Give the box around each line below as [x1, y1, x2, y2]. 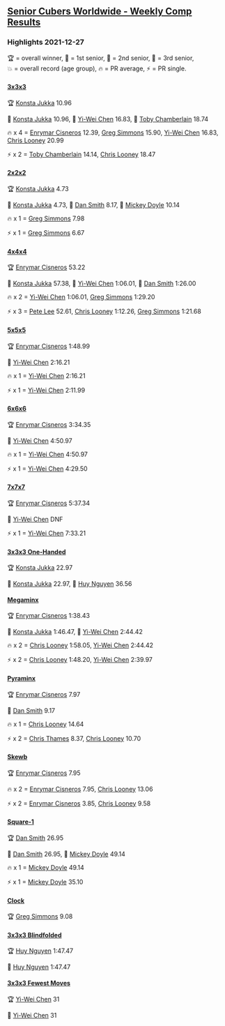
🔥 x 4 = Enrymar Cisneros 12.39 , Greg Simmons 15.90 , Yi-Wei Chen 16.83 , [7, 128, 219, 137]
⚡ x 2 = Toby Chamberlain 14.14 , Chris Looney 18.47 [7, 150, 156, 158]
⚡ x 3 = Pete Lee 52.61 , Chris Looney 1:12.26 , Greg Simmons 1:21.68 [7, 307, 202, 316]
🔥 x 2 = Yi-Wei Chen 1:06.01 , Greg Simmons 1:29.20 [7, 293, 155, 301]
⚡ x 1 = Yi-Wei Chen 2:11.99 [7, 386, 86, 394]
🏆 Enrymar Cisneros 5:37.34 [7, 499, 91, 507]
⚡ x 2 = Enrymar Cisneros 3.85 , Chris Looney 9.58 [7, 799, 151, 808]
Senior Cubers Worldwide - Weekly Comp [7, 6, 192, 17]
